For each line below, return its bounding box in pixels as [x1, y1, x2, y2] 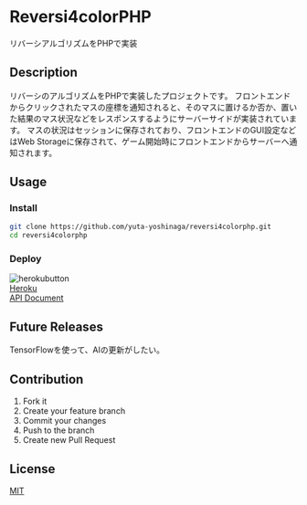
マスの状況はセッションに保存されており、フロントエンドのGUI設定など [26, 124, 297, 135]
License [9, 461, 56, 477]
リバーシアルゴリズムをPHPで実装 [9, 37, 138, 48]
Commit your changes [22, 416, 107, 426]
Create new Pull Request [22, 435, 116, 446]
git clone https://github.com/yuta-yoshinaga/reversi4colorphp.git [9, 222, 272, 232]
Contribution [9, 372, 84, 387]
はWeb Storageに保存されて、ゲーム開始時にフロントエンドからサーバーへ [9, 135, 290, 147]
